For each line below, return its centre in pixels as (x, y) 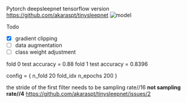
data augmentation (38, 45)
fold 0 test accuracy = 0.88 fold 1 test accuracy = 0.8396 (77, 64)
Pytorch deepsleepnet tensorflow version (58, 9)
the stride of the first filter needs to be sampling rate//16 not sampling (93, 87)
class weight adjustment (45, 52)
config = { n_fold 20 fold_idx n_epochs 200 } (62, 76)
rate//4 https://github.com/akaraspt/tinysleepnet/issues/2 (79, 94)
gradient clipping (36, 38)
